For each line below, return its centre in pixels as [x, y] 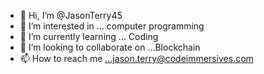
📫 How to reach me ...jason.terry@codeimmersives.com [136, 58]
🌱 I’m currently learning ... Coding [89, 36]
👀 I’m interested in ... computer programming [112, 26]
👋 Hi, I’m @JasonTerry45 [71, 15]
